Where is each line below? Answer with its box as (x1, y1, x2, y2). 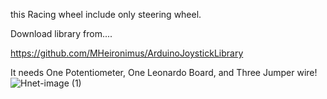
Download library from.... (10, 28, 113, 39)
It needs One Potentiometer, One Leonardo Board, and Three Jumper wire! (10, 67, 318, 78)
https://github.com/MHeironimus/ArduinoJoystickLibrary (10, 47, 244, 59)
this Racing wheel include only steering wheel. (10, 9, 202, 20)
